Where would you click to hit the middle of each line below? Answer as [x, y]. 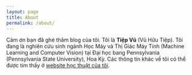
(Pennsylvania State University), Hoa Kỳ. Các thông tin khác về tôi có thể [96, 59]
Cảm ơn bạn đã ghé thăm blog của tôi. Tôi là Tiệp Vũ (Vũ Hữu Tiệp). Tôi [94, 40]
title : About [22, 17]
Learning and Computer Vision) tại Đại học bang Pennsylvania [83, 53]
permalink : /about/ [31, 23]
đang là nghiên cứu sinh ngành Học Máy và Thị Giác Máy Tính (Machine [95, 46]
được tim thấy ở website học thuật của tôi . [58, 65]
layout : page [22, 12]
